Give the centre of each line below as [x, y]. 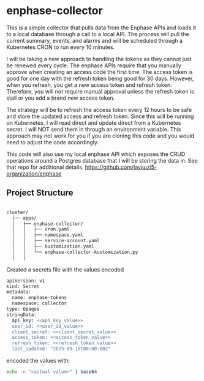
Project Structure [40, 193]
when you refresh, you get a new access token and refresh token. [89, 85]
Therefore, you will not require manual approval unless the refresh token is [100, 91]
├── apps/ [24, 218]
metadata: [19, 292]
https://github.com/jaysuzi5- [121, 167]
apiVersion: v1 [26, 281]
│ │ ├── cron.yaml [41, 229]
